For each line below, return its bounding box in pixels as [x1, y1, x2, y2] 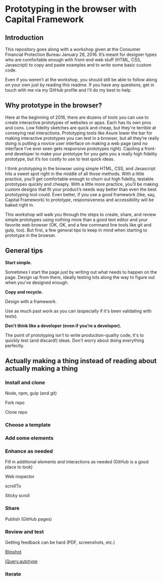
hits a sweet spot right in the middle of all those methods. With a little [5, 171, 144, 177]
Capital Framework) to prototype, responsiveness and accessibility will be [5, 197, 154, 202]
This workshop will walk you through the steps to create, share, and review [5, 211, 157, 217]
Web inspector [5, 474, 35, 480]
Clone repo [5, 409, 28, 415]
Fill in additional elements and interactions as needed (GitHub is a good [5, 459, 149, 465]
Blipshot [5, 549, 22, 555]
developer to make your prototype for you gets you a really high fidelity [14, 151, 158, 156]
